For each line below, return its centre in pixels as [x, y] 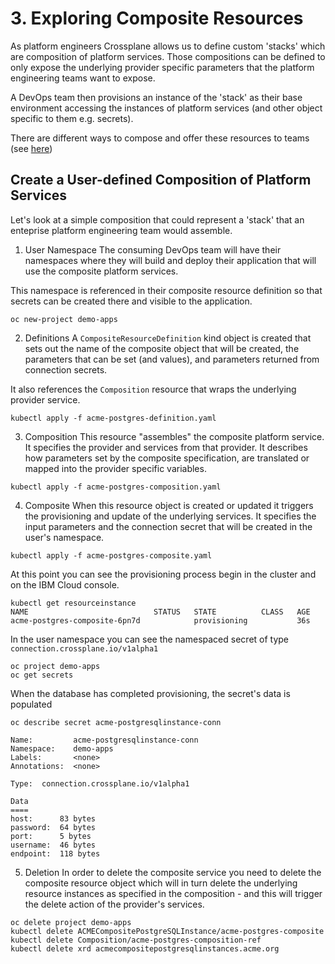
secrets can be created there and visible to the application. [131, 301]
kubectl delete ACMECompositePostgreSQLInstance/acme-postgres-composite [167, 931]
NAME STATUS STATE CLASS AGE [160, 612]
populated [31, 704]
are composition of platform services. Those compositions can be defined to [168, 56]
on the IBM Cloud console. [65, 584]
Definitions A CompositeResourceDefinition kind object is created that [168, 338]
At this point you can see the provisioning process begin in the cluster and [163, 574]
